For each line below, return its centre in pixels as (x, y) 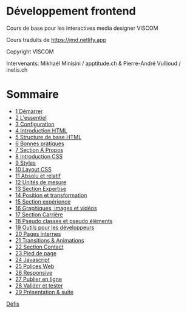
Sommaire (32, 95)
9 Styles (25, 163)
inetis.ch (17, 70)
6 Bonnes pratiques (40, 143)
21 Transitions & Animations (49, 240)
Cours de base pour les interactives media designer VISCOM (82, 28)
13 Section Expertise (41, 188)
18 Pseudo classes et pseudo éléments (64, 221)
